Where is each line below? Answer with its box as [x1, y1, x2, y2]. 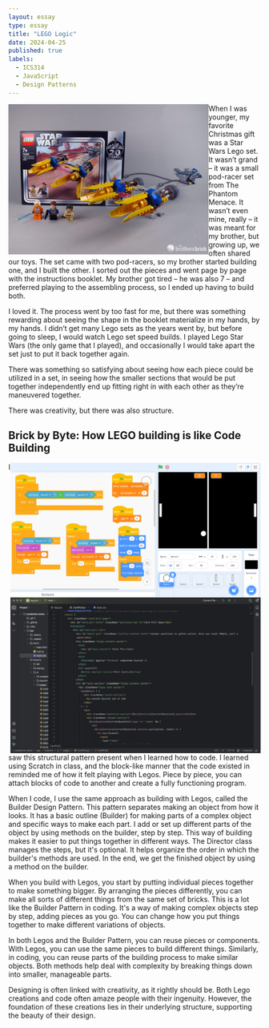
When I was [208, 103, 247, 113]
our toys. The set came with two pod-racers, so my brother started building [8, 256, 258, 266]
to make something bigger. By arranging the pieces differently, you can [8, 885, 243, 895]
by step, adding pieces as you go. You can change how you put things [8, 911, 240, 921]
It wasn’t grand [208, 155, 259, 164]
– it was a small [208, 163, 259, 172]
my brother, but [208, 231, 259, 240]
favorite [208, 120, 235, 130]
